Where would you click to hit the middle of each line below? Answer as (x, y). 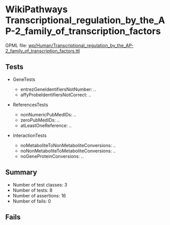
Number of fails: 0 (32, 201)
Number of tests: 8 (33, 190)
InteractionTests (30, 135)
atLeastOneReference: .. (46, 125)
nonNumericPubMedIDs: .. (48, 114)
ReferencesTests (30, 105)
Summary (21, 172)
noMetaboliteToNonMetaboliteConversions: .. (68, 145)
